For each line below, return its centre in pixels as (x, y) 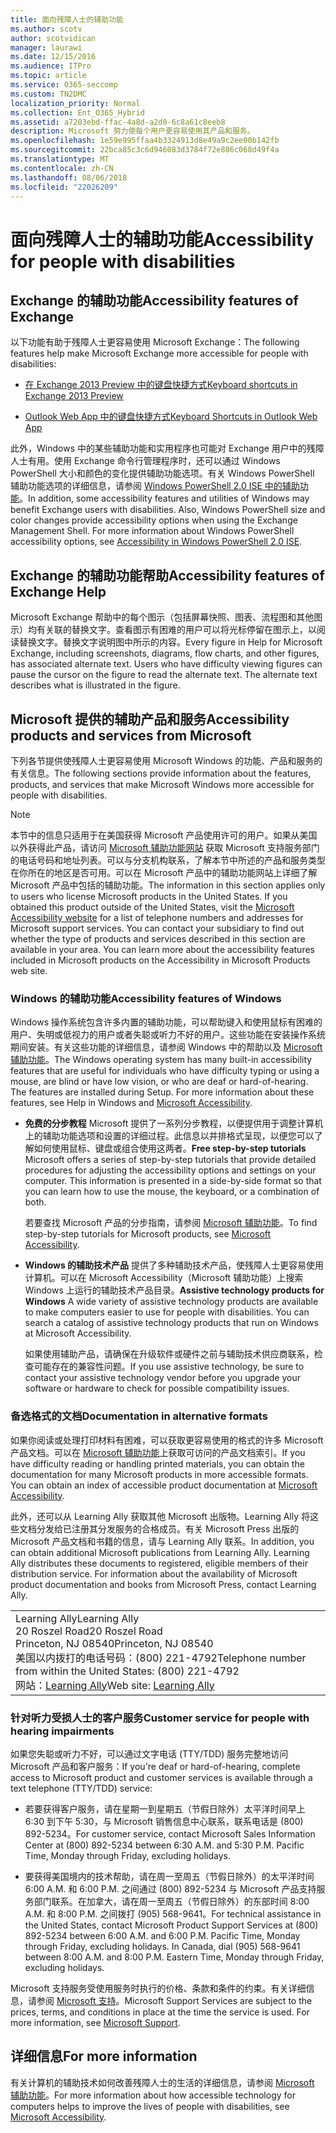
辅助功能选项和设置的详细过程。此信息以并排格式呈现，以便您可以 (178, 1136)
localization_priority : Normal (75, 103)
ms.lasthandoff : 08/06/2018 (69, 177)
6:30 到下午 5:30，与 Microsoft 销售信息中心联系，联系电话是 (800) (164, 1821)
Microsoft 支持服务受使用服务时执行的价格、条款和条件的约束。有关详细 (158, 1988)
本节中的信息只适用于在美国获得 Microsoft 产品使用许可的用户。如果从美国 (164, 835)
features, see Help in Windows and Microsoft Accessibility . (131, 1103)
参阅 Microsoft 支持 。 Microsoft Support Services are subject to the (174, 2000)
